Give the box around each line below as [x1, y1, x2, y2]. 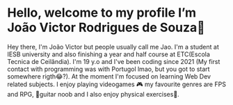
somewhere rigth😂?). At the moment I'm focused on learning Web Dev [7, 72, 211, 81]
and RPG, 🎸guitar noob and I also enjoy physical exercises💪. [7, 90, 179, 98]
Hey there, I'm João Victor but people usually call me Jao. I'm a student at [7, 42, 219, 51]
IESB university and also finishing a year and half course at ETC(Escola [7, 50, 211, 58]
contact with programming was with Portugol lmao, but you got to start [7, 65, 210, 73]
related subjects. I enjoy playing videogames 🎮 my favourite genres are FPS [7, 80, 226, 88]
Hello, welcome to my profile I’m [7, 5, 197, 21]
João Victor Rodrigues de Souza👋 [7, 19, 205, 35]
